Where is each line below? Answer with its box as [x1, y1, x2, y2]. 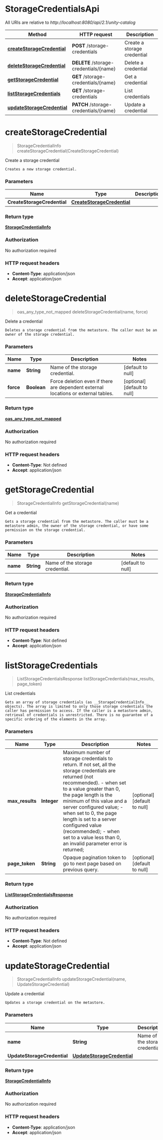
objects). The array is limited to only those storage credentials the [5, 704, 153, 709]
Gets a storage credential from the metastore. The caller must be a [5, 519, 149, 524]
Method [28, 31, 47, 37]
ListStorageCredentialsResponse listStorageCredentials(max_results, [16, 676, 155, 682]
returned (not [63, 773, 94, 780]
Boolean [26, 384, 46, 391]
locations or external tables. [50, 390, 114, 397]
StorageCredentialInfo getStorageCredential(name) [16, 501, 119, 506]
